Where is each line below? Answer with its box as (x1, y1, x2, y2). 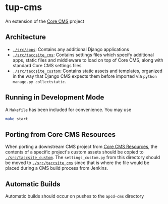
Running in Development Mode (5, 93, 104, 102)
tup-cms (5, 2, 42, 13)
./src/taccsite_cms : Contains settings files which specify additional (12, 52, 154, 58)
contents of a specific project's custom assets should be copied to (5, 149, 144, 155)
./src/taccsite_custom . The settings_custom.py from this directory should (5, 155, 160, 161)
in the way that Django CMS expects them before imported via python (12, 73, 157, 79)
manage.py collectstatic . (12, 78, 67, 84)
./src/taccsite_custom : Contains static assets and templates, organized (12, 68, 162, 74)
